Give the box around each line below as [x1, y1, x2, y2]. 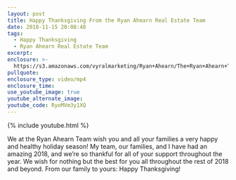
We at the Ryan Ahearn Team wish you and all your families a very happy [7, 134, 218, 143]
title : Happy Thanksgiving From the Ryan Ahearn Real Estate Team [7, 17, 206, 24]
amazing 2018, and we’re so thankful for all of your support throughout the [7, 149, 223, 158]
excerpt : [7, 50, 33, 57]
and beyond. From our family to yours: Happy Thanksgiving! [7, 165, 181, 173]
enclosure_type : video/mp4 [7, 75, 86, 83]
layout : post [7, 10, 46, 18]
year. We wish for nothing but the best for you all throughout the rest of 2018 [7, 157, 229, 165]
